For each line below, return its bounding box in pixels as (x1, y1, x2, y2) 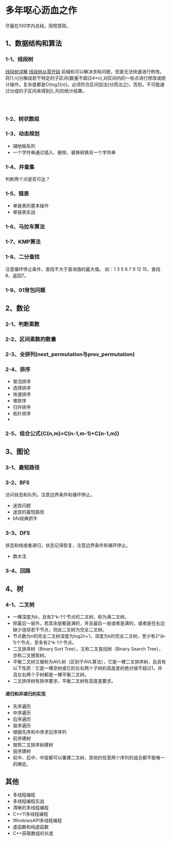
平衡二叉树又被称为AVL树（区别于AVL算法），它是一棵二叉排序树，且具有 (12, 659, 166, 665)
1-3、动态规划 (5, 130, 40, 138)
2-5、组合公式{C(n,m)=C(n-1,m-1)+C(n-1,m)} (5, 429, 120, 437)
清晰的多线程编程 (12, 805, 49, 811)
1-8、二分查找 (5, 253, 40, 261)
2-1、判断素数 (5, 320, 40, 327)
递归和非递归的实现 (5, 691, 46, 697)
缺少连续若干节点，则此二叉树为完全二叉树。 (12, 627, 107, 633)
